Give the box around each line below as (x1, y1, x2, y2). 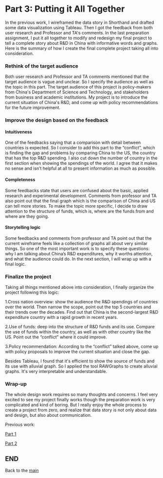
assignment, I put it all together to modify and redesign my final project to (5, 35, 152, 41)
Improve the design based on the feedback (5, 117, 109, 124)
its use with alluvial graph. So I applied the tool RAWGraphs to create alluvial (5, 363, 158, 369)
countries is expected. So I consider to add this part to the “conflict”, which (5, 145, 155, 151)
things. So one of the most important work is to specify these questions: (5, 246, 150, 251)
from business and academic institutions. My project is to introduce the (5, 94, 148, 100)
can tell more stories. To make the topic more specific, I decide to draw (5, 203, 147, 209)
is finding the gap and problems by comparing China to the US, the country (5, 150, 156, 156)
